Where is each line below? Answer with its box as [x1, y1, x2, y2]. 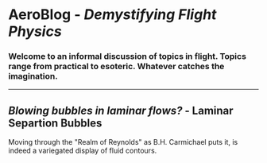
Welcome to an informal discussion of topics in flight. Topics [8, 51, 246, 62]
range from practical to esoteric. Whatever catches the [8, 61, 225, 72]
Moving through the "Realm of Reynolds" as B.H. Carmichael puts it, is [8, 138, 238, 147]
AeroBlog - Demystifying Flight [8, 6, 217, 24]
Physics [8, 22, 62, 41]
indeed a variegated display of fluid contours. [8, 146, 157, 156]
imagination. [8, 71, 58, 82]
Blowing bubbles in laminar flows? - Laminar [8, 103, 234, 117]
